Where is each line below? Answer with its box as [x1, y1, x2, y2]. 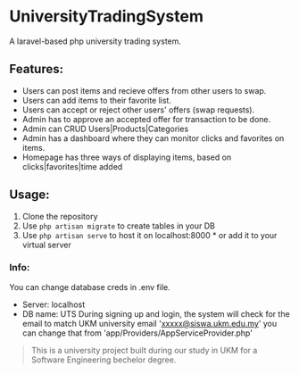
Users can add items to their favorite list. [21, 95, 172, 105]
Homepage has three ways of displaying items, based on [21, 152, 232, 162]
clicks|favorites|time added [21, 161, 123, 171]
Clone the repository [21, 211, 98, 221]
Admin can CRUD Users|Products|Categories [21, 123, 189, 134]
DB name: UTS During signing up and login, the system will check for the [21, 308, 290, 319]
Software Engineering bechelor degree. [30, 354, 177, 365]
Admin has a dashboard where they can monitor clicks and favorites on [21, 132, 285, 144]
